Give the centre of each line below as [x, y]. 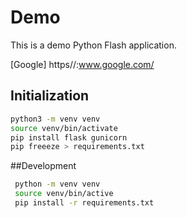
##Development [43, 166]
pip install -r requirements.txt [84, 203]
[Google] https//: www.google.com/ [82, 64]
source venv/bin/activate [64, 128]
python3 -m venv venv [55, 119]
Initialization [50, 96]
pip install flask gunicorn [69, 137]
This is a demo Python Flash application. [93, 45]
